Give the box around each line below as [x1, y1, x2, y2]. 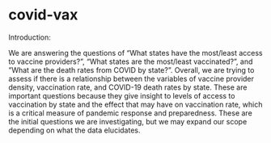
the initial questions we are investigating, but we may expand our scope [8, 116, 248, 126]
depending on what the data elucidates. [8, 125, 141, 135]
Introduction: [8, 32, 51, 42]
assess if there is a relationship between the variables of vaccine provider [8, 74, 255, 83]
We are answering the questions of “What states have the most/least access [8, 48, 263, 57]
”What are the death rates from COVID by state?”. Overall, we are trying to [8, 65, 255, 74]
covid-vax [8, 6, 78, 24]
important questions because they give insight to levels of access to [8, 90, 235, 100]
